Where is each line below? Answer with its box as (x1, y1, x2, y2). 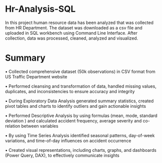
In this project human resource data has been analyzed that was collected (5, 20, 154, 25)
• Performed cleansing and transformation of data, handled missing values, (5, 83, 157, 89)
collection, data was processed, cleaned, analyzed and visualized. (5, 35, 138, 41)
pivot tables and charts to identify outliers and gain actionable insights (5, 103, 146, 109)
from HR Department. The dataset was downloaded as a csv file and (5, 24, 142, 30)
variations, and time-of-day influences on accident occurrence (5, 138, 132, 143)
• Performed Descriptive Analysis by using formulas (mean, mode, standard (5, 113, 158, 118)
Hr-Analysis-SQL (5, 3, 76, 15)
